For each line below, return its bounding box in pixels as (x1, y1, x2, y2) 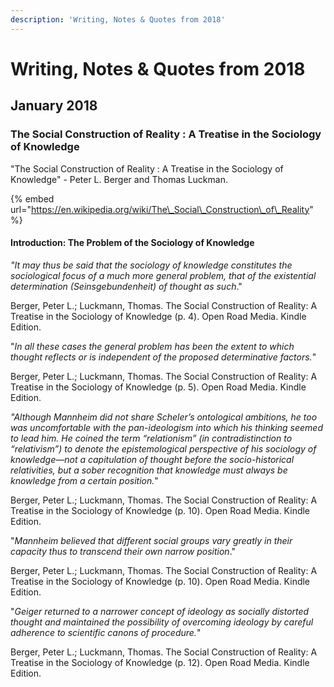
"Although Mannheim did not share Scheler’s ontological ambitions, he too (10, 411, 318, 423)
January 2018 (10, 97, 98, 115)
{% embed (10, 192, 55, 205)
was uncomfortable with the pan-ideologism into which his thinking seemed (10, 421, 323, 433)
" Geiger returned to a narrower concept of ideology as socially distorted (10, 605, 310, 617)
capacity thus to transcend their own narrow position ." (10, 545, 237, 557)
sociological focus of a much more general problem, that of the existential (10, 269, 317, 281)
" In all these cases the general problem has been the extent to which (10, 340, 295, 352)
